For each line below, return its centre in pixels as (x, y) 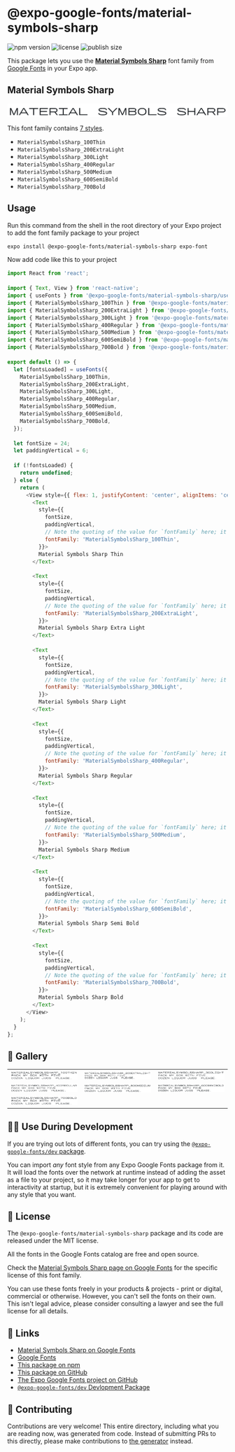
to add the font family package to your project (73, 233)
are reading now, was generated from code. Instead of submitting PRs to (112, 1433)
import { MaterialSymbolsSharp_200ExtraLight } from (86, 310)
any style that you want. (42, 1194)
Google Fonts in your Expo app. (52, 68)
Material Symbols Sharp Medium (84, 850)
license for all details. (38, 1311)
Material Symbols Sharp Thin (81, 554)
